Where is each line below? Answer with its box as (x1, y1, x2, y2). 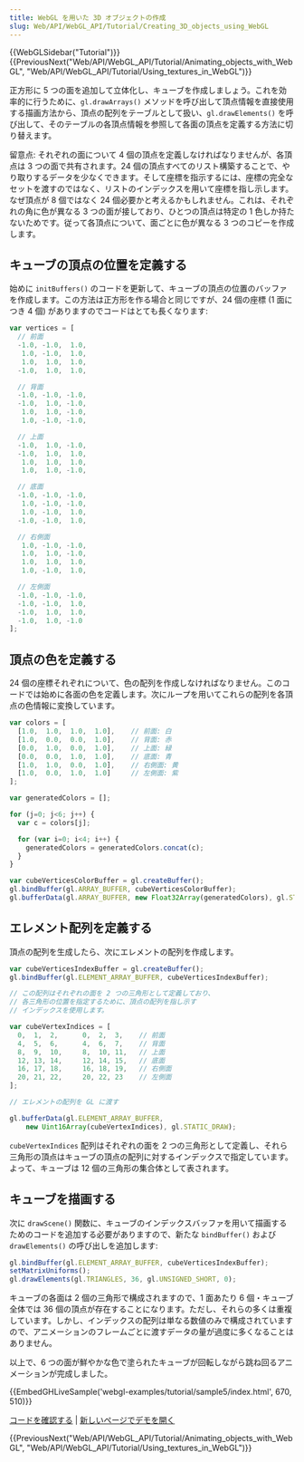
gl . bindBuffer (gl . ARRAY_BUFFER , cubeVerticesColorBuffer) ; (9, 885, 237, 894)
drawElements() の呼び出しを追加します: (9, 1240, 158, 1251)
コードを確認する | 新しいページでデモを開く (9, 1415, 176, 1426)
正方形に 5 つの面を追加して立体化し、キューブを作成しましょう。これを (9, 84, 280, 95)
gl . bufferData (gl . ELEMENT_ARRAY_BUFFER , (9, 1113, 165, 1123)
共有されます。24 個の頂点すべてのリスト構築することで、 (66, 160, 282, 171)
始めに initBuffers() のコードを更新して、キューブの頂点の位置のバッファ (9, 283, 288, 294)
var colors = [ (9, 718, 67, 727)
